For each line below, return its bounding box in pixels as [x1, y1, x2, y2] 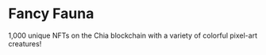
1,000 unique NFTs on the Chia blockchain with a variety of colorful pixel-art [8, 31, 258, 40]
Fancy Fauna [8, 5, 94, 23]
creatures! [8, 38, 42, 48]
